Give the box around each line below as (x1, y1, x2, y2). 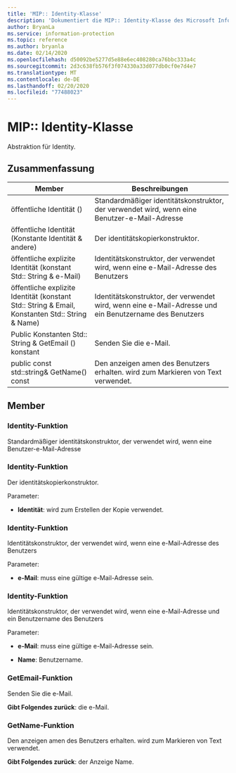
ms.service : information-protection (7, 30, 114, 37)
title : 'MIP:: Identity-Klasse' (7, 10, 102, 18)
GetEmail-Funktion (7, 673, 73, 683)
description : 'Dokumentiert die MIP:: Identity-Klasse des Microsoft (7, 17, 216, 24)
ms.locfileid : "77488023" (7, 89, 83, 96)
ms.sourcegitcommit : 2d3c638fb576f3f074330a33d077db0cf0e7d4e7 (7, 63, 197, 70)
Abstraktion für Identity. (7, 142, 76, 151)
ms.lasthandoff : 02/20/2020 (7, 82, 90, 89)
